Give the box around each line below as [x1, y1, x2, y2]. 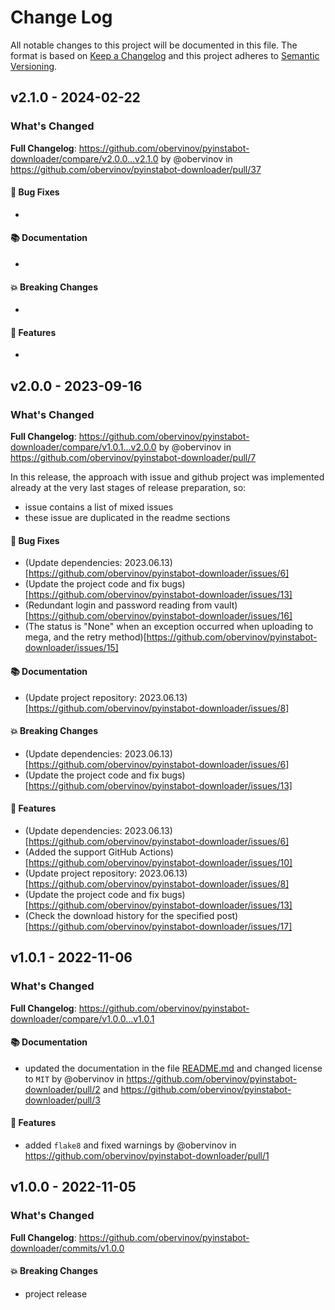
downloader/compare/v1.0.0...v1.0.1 [10, 1012, 155, 1025]
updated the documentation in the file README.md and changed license [24, 1062, 323, 1074]
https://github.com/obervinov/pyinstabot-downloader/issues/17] [28, 920, 293, 932]
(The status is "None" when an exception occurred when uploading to [24, 621, 314, 633]
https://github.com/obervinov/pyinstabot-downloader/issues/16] [28, 610, 293, 622]
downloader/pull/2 [24, 1083, 101, 1095]
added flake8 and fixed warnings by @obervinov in [24, 1139, 237, 1151]
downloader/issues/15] [24, 642, 119, 654]
